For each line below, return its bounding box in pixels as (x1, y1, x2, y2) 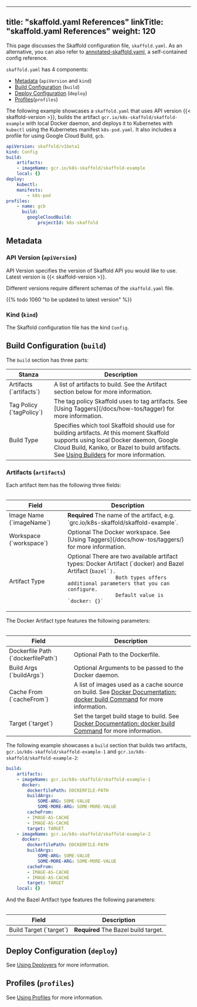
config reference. (6, 54, 48, 62)
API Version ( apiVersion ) (6, 253, 77, 262)
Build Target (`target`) (9, 926, 69, 934)
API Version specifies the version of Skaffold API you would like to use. (6, 267, 177, 274)
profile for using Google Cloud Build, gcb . (6, 132, 105, 139)
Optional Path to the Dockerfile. (73, 650, 160, 659)
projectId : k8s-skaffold (37, 220, 98, 226)
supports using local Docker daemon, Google (53, 436, 179, 444)
